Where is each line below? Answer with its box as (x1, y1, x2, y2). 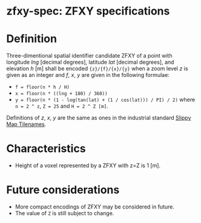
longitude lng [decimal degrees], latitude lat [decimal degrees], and (6, 59, 174, 66)
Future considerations (6, 183, 120, 197)
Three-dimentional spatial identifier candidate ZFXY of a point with (6, 52, 173, 59)
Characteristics (6, 142, 86, 156)
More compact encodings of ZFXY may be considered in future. (15, 203, 174, 210)
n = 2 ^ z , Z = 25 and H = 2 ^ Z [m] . (15, 102, 108, 110)
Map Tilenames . (6, 121, 47, 128)
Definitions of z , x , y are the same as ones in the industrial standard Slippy (6, 114, 191, 122)
